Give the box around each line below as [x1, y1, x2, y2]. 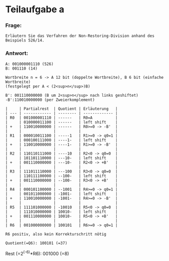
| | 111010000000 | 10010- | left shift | [5, 209, 118, 214]
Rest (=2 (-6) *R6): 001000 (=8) [5, 249, 69, 256]
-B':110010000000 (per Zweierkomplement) [5, 97, 95, 102]
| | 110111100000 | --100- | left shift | [5, 173, 118, 179]
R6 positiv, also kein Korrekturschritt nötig [5, 231, 107, 236]
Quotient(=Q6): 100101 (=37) [5, 241, 68, 246]
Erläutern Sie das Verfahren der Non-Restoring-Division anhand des [5, 33, 155, 39]
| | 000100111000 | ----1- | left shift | [5, 137, 118, 143]
